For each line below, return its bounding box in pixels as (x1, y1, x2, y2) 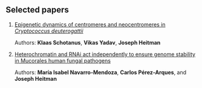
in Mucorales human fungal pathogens (14, 57, 111, 64)
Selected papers (5, 5, 69, 15)
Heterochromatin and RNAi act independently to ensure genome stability (14, 51, 196, 58)
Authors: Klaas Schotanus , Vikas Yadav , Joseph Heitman (14, 39, 161, 46)
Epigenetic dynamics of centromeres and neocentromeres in (14, 20, 166, 28)
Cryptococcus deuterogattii (14, 27, 83, 34)
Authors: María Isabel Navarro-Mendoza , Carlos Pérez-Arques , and (14, 69, 187, 76)
